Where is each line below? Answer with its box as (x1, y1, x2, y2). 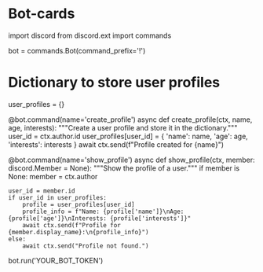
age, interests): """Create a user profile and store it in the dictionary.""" (8, 123, 238, 132)
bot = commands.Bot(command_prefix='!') (8, 46, 146, 55)
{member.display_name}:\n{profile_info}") (8, 228, 149, 236)
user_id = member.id (8, 186, 76, 195)
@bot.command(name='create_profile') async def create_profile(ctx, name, (8, 115, 253, 124)
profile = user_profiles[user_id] (22, 200, 135, 208)
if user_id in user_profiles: (8, 193, 108, 201)
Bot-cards (8, 5, 75, 23)
